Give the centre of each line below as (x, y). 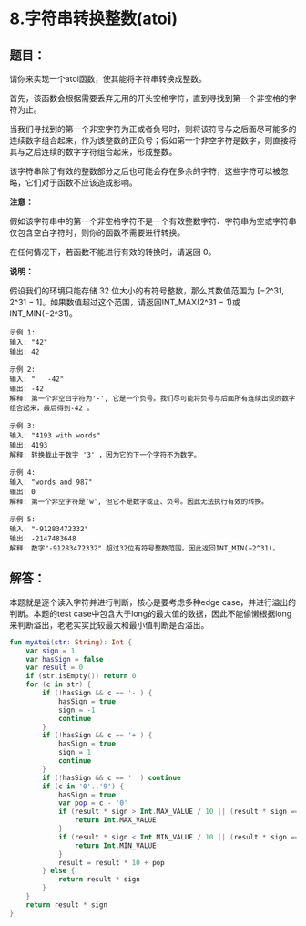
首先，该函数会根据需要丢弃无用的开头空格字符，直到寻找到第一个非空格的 (149, 98)
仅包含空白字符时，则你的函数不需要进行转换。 (97, 232)
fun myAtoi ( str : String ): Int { (71, 642)
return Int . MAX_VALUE (115, 820)
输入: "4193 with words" (55, 436)
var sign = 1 (51, 651)
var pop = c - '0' (93, 803)
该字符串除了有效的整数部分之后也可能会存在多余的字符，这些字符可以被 (145, 171)
